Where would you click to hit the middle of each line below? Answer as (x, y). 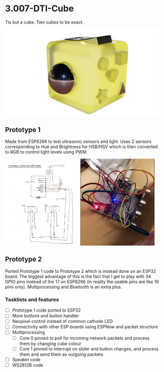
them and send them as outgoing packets (61, 354)
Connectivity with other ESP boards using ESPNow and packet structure (85, 327)
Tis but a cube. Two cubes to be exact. (44, 22)
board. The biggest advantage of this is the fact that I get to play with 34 (78, 276)
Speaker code (26, 359)
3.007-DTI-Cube (40, 9)
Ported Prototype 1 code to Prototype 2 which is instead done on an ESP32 (81, 271)
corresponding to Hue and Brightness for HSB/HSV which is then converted (82, 147)
